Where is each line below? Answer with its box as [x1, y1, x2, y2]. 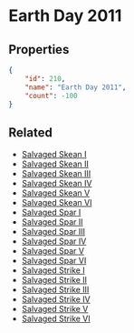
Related [8, 125, 53, 140]
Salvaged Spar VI [21, 256, 87, 267]
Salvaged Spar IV [21, 236, 87, 247]
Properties [8, 42, 70, 57]
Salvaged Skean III [21, 168, 91, 179]
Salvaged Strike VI [21, 313, 91, 324]
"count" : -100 [24, 91, 78, 100]
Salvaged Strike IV [21, 294, 91, 305]
